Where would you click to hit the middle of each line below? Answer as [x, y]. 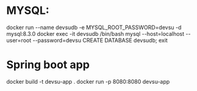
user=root [19, 40]
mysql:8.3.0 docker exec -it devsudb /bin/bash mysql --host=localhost [95, 33]
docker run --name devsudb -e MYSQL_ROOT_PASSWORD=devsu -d [94, 27]
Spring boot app [48, 65]
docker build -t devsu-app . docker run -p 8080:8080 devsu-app [88, 81]
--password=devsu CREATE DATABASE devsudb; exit [100, 40]
